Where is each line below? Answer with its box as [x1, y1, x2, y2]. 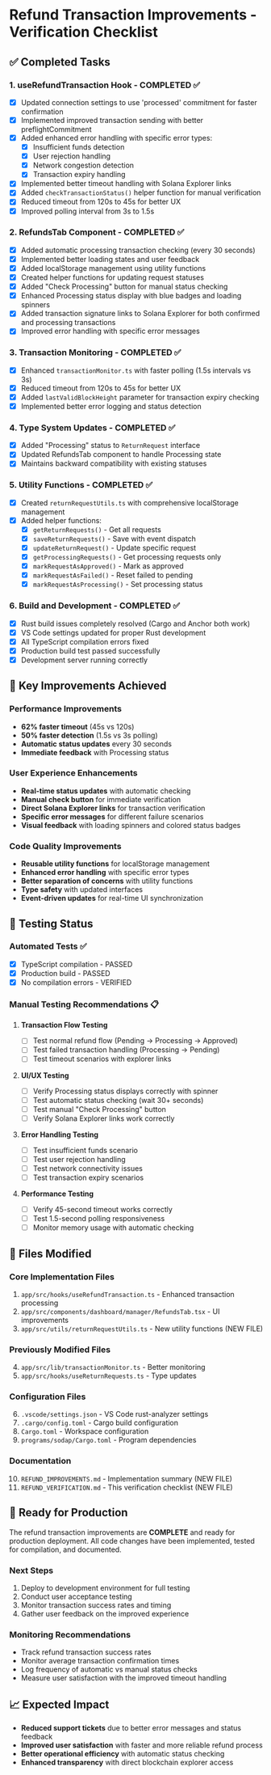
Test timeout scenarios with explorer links [32, 1054, 172, 1064]
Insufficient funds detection [32, 142, 125, 152]
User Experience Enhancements [9, 767, 138, 779]
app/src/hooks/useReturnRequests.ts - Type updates [20, 1371, 197, 1380]
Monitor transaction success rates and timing [20, 1600, 172, 1610]
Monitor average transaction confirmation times [20, 1656, 180, 1666]
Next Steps [9, 1565, 54, 1576]
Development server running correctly [20, 655, 148, 665]
